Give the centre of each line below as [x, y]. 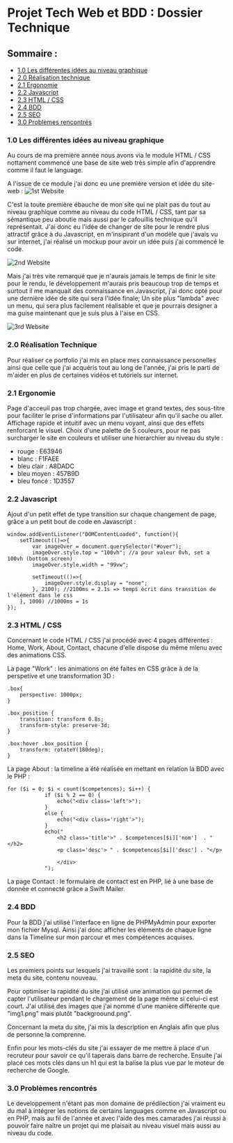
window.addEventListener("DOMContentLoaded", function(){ [93, 535]
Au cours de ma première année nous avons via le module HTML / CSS [109, 156]
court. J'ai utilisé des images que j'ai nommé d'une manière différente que [114, 1006]
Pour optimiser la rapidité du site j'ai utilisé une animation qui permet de [110, 992]
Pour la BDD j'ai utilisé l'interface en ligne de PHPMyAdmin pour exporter [112, 922]
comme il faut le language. [45, 170]
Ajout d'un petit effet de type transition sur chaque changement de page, [112, 514]
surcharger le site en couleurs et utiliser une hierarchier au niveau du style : [115, 438]
